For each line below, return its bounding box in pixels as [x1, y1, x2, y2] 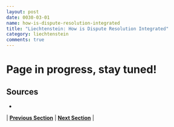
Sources [6, 87, 39, 97]
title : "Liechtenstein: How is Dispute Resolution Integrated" [6, 25, 169, 32]
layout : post [6, 8, 39, 15]
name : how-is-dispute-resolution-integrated [6, 20, 120, 26]
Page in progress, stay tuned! [6, 63, 157, 76]
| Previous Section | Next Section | [6, 114, 95, 121]
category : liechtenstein [6, 31, 69, 37]
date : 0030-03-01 [6, 14, 50, 20]
